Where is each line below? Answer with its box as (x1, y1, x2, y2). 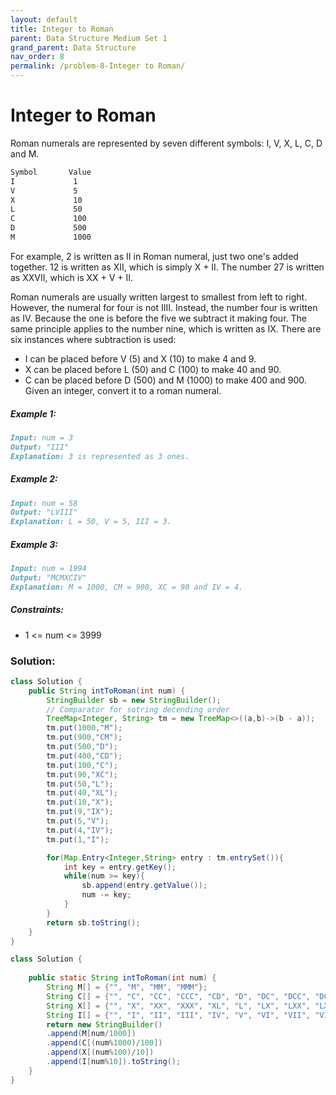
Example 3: (10, 538, 58, 550)
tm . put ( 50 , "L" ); (46, 779, 114, 789)
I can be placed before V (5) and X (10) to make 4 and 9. (24, 352, 257, 365)
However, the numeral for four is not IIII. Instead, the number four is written (10, 301, 318, 313)
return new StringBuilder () (46, 1019, 163, 1030)
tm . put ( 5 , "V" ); (46, 816, 110, 826)
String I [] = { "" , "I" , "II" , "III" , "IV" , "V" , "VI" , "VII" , (46, 1010, 311, 1020)
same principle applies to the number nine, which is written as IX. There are (10, 322, 322, 335)
